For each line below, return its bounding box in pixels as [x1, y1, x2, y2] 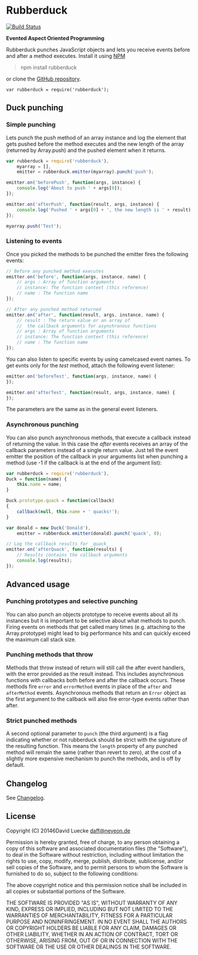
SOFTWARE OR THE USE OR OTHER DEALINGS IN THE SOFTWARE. [6, 943, 171, 950]
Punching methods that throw [6, 650, 93, 659]
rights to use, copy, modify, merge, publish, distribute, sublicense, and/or [6, 857, 184, 864]
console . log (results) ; [16, 557, 72, 564]
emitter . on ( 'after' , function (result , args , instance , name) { [6, 312, 165, 318]
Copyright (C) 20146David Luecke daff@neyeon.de [6, 827, 131, 834]
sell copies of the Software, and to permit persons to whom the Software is [6, 863, 189, 870]
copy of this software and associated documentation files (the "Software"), [6, 844, 189, 852]
